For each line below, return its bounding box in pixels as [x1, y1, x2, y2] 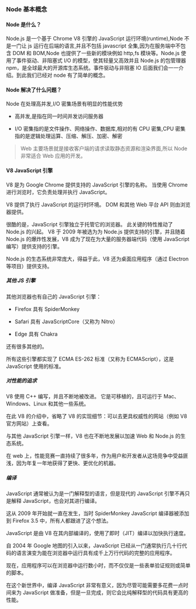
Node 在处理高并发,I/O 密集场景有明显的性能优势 [6, 100, 123, 107]
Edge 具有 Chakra [14, 330, 58, 337]
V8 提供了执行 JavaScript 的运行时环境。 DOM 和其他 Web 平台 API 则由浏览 [6, 201, 191, 208]
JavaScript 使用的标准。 [6, 363, 64, 370]
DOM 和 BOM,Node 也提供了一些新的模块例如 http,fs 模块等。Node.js [12, 50, 180, 57]
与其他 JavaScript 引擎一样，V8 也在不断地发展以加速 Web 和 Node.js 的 [6, 432, 181, 439]
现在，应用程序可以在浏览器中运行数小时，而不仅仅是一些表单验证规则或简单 [6, 562, 191, 569]
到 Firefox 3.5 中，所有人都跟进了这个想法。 [6, 517, 112, 525]
